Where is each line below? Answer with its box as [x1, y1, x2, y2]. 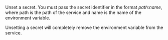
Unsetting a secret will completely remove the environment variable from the [5, 24, 163, 30]
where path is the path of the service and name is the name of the [5, 9, 142, 15]
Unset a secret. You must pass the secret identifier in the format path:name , [5, 4, 162, 10]
